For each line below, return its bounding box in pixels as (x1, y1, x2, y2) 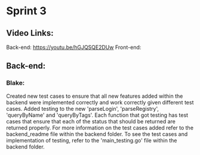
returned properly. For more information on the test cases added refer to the (6, 124, 194, 131)
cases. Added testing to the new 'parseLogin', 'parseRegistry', (6, 105, 159, 112)
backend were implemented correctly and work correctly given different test (6, 98, 194, 106)
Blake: (6, 79, 25, 87)
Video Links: (6, 28, 54, 38)
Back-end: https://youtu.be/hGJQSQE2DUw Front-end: (6, 44, 141, 51)
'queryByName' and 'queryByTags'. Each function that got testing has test (6, 111, 189, 119)
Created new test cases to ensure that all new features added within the (6, 92, 183, 100)
